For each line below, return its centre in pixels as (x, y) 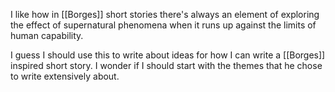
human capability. (47, 35)
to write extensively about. (65, 76)
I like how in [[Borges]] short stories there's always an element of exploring (165, 14)
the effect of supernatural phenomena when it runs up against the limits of (163, 25)
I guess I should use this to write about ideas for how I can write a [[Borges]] (168, 55)
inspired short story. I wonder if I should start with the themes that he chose (166, 65)
